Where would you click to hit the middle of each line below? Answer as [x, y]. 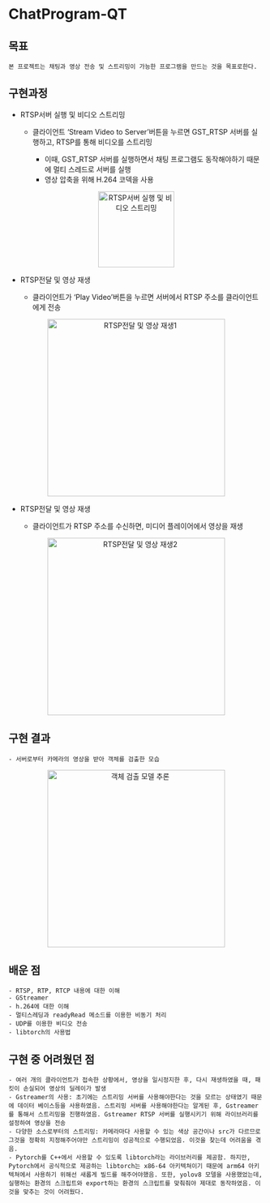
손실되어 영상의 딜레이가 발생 [65, 1089]
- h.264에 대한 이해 [39, 1007]
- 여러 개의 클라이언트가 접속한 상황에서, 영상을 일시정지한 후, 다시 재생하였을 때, [130, 1080]
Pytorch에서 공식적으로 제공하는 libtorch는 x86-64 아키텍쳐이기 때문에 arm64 [126, 1167]
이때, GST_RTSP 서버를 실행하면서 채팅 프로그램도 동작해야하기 [144, 159]
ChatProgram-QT [68, 14]
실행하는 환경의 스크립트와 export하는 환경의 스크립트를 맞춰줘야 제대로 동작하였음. [130, 1184]
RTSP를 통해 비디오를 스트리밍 [104, 142]
